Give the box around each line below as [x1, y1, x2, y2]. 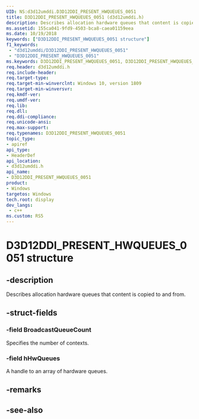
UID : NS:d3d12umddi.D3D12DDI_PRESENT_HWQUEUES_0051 [6, 8, 136, 15]
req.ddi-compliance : [6, 114, 57, 119]
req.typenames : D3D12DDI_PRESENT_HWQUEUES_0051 [6, 130, 126, 137]
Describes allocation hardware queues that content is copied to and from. [6, 291, 186, 298]
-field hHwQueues [6, 354, 60, 363]
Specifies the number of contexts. [6, 339, 89, 346]
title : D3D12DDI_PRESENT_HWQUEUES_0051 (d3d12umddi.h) [6, 14, 145, 20]
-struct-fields [6, 308, 57, 318]
